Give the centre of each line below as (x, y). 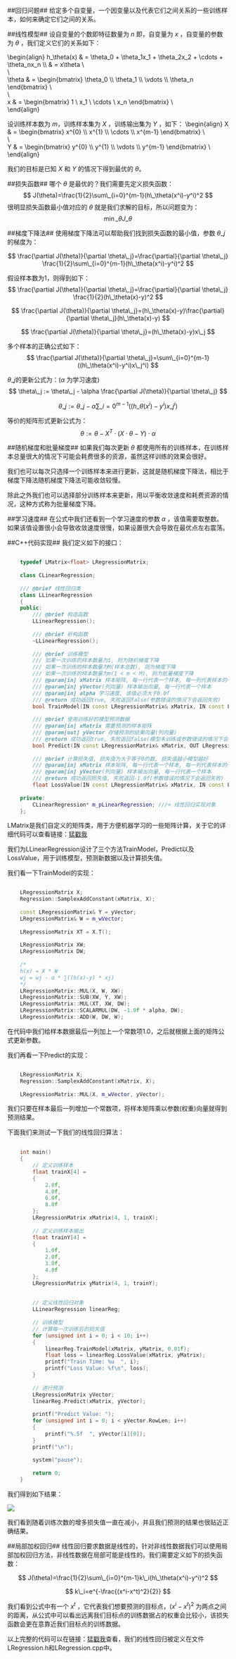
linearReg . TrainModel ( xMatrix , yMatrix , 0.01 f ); (117, 1349)
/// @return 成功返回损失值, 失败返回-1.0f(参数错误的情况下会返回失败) (129, 778)
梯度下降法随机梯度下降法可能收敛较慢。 (66, 480)
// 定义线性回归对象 (58, 1303)
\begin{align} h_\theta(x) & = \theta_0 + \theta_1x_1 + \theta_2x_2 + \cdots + (115, 57)
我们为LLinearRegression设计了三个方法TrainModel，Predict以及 (101, 849)
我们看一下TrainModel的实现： (52, 873)
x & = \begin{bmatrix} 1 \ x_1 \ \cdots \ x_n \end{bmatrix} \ (90, 102)
